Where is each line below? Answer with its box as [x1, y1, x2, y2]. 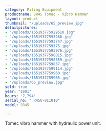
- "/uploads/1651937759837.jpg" [5, 62, 71, 66]
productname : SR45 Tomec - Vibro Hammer [5, 12, 89, 17]
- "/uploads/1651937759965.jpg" [5, 75, 71, 80]
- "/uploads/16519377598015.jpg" [5, 52, 73, 58]
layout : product [5, 16, 38, 21]
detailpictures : [5, 25, 38, 30]
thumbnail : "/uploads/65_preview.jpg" [5, 21, 84, 26]
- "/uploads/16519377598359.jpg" [5, 57, 73, 62]
